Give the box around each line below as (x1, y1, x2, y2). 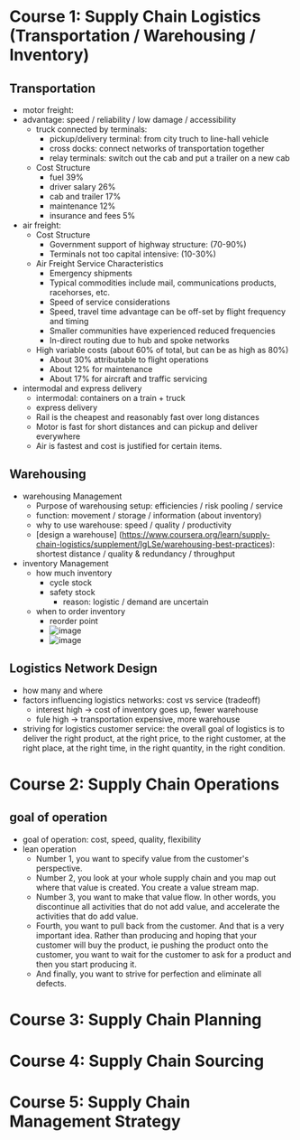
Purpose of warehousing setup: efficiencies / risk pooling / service (35, 500, 284, 511)
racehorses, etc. (49, 287, 111, 297)
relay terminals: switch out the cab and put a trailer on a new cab (49, 153, 290, 164)
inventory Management (22, 557, 110, 568)
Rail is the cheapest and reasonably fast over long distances (35, 412, 259, 422)
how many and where (22, 685, 104, 696)
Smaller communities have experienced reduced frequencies (49, 325, 277, 336)
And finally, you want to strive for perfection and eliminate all (35, 968, 262, 979)
